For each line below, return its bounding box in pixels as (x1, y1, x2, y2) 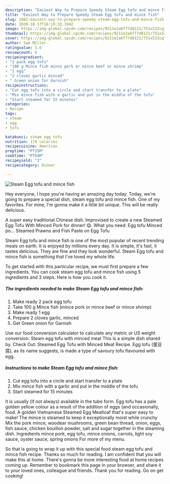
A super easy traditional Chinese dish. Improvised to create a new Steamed (5, 216, 162, 223)
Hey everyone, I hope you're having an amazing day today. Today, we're (5, 191, 156, 197)
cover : (5, 36, 19, 41)
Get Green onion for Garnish (12, 320, 72, 326)
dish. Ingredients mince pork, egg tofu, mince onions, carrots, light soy (5, 430, 153, 436)
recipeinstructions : (5, 83, 49, 88)
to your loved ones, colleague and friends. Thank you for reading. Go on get (5, 467, 163, 473)
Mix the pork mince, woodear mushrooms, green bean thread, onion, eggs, (5, 420, 162, 426)
